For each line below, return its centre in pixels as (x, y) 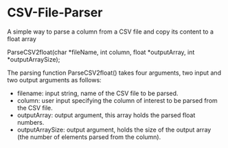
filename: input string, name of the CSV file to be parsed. (98, 93)
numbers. (31, 122)
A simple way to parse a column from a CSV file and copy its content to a (111, 32)
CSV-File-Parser (55, 13)
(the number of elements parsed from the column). (89, 137)
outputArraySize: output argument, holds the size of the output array (114, 129)
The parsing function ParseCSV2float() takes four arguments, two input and (114, 73)
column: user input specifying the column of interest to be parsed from (117, 100)
